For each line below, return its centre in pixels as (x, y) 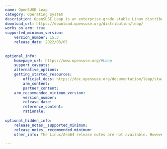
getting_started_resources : (43, 74)
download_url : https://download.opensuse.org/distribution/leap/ (74, 24)
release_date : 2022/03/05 (41, 42)
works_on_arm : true (25, 28)
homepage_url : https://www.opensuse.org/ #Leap (63, 61)
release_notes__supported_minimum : (51, 125)
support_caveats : (32, 65)
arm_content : (37, 83)
